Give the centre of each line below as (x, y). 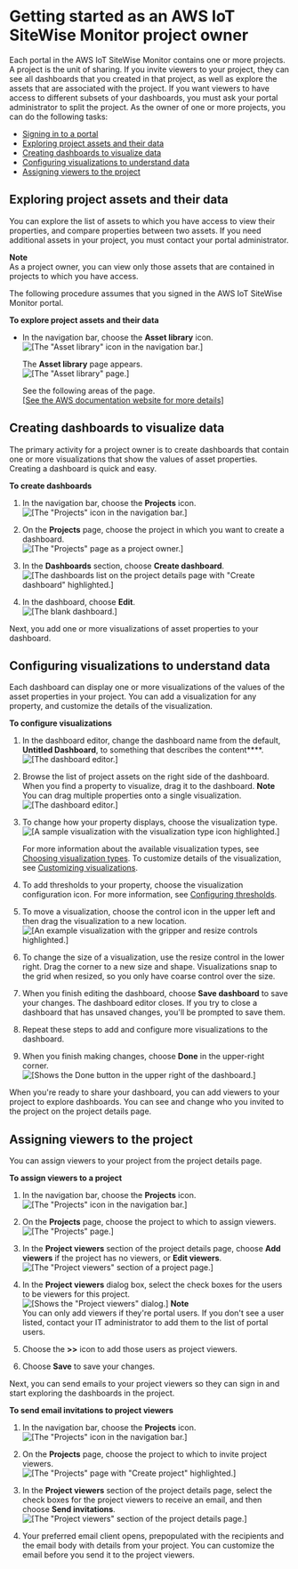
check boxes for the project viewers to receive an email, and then (142, 1500)
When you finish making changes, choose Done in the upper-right (143, 1057)
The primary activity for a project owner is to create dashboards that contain (149, 449)
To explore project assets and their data (84, 320)
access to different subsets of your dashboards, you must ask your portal (144, 97)
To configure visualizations (61, 723)
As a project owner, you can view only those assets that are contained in (142, 266)
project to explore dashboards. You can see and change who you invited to (147, 1102)
